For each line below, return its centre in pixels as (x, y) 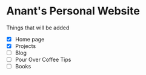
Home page (30, 39)
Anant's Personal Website (73, 11)
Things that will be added (38, 28)
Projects (25, 46)
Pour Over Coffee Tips (43, 60)
